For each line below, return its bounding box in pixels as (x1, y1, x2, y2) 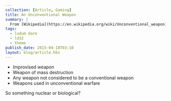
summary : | (5, 17, 28, 22)
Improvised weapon (12, 64, 54, 70)
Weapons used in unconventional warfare (12, 80, 100, 86)
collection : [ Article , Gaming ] (5, 7, 72, 13)
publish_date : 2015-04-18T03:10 (5, 45, 74, 50)
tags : (5, 26, 17, 31)
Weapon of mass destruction (12, 69, 74, 75)
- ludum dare (10, 31, 38, 36)
